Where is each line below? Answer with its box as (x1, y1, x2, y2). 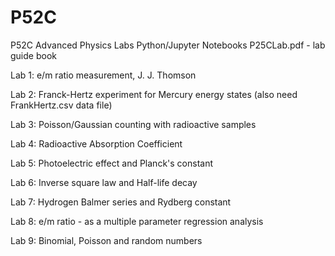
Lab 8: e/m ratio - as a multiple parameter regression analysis (10, 215, 264, 227)
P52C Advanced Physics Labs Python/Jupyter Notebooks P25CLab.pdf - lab (10, 39, 326, 51)
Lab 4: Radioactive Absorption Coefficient (10, 137, 183, 150)
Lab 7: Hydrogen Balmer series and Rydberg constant (10, 196, 232, 208)
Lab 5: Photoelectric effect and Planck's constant (10, 157, 214, 169)
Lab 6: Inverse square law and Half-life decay (10, 176, 198, 188)
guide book (10, 49, 57, 61)
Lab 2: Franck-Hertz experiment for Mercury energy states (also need (10, 88, 298, 100)
